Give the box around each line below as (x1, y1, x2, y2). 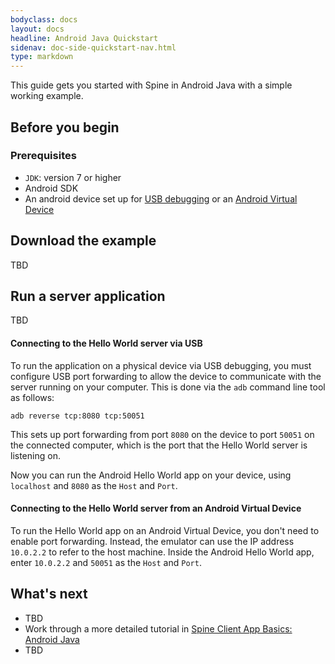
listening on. (10, 449, 61, 461)
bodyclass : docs (10, 14, 78, 25)
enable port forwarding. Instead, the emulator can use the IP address (10, 535, 295, 547)
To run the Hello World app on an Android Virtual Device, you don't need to (10, 524, 320, 536)
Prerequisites (10, 149, 77, 163)
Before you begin (10, 119, 120, 136)
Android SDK (24, 182, 79, 194)
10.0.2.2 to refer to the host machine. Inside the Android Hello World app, (10, 546, 315, 558)
